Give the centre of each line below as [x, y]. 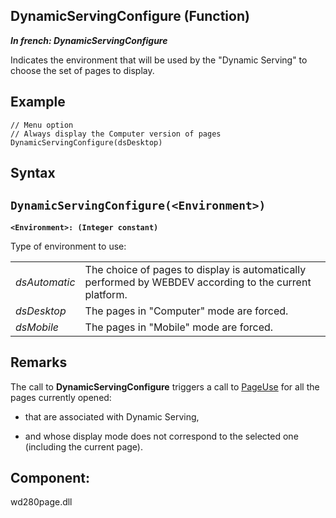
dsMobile [37, 327]
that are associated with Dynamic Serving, [112, 416]
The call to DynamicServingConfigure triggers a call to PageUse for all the [165, 386]
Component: [50, 478]
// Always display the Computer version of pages [116, 134]
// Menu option [42, 125]
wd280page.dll [41, 502]
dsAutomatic [45, 282]
